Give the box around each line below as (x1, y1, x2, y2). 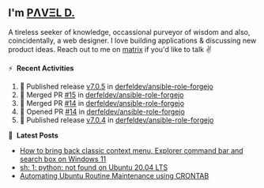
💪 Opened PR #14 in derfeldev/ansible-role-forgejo (19, 107, 186, 116)
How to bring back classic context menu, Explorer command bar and (19, 145, 243, 155)
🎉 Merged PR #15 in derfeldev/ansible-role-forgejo (19, 90, 184, 100)
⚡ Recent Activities (8, 63, 74, 73)
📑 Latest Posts (8, 130, 58, 140)
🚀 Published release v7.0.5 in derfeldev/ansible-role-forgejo (19, 81, 213, 91)
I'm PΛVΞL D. (8, 6, 75, 20)
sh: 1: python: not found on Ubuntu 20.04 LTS (19, 162, 168, 172)
